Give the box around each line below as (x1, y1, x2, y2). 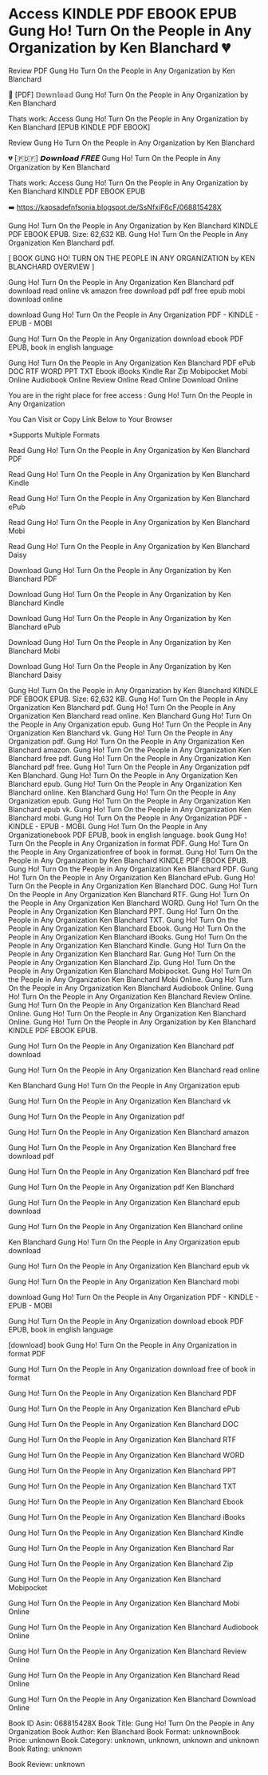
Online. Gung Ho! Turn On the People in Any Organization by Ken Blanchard (8, 1017, 257, 1027)
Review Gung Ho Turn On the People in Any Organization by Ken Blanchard (8, 138, 255, 147)
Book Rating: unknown (8, 1744, 82, 1753)
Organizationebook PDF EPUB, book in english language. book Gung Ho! (8, 830, 247, 839)
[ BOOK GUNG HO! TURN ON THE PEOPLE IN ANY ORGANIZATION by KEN (8, 253, 255, 262)
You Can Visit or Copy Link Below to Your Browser (8, 414, 173, 424)
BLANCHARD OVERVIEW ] (8, 262, 95, 271)
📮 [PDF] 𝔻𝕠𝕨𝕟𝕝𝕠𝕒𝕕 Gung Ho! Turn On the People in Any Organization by (8, 90, 249, 99)
